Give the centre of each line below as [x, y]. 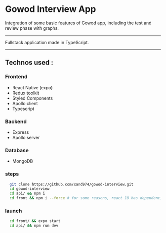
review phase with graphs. [32, 28]
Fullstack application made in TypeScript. [47, 42]
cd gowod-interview [30, 189]
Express [21, 132]
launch [14, 211]
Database [17, 150]
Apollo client [25, 103]
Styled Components [33, 98]
